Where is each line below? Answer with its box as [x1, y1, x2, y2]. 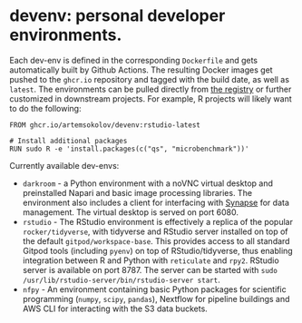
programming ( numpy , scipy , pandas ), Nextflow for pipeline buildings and [22, 293, 290, 304]
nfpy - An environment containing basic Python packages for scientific [22, 283, 287, 295]
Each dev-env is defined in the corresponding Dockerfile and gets [9, 54, 258, 65]
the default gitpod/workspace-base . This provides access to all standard [22, 235, 290, 246]
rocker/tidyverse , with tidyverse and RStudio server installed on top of [22, 226, 288, 237]
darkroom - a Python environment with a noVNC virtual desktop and [22, 178, 274, 189]
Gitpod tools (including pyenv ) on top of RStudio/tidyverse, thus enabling [22, 245, 293, 256]
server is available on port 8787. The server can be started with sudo [22, 264, 278, 275]
